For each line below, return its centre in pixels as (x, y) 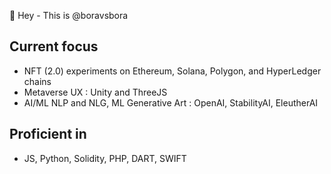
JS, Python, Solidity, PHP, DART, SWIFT (105, 158)
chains (37, 81)
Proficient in (48, 134)
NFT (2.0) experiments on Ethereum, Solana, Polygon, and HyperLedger (172, 71)
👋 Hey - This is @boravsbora (69, 15)
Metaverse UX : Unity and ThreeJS (95, 92)
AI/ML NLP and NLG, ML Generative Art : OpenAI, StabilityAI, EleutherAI (171, 102)
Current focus (54, 46)
